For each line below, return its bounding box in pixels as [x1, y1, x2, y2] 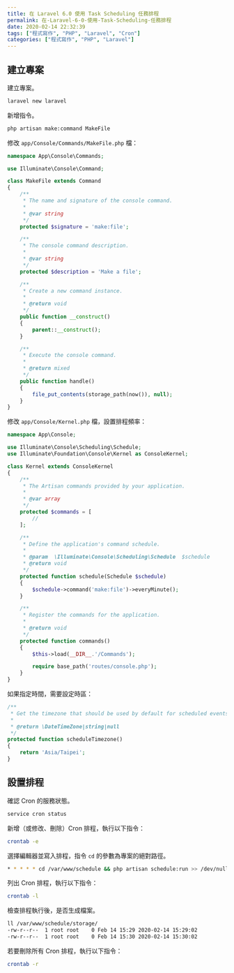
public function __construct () [19, 314, 111, 321]
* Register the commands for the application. [22, 612, 160, 619]
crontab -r [7, 960, 39, 967]
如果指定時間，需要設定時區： [7, 689, 93, 698]
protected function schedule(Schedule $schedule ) [19, 573, 167, 580]
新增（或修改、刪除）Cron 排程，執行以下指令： [7, 824, 145, 832]
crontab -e [7, 837, 39, 845]
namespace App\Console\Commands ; [7, 152, 104, 159]
